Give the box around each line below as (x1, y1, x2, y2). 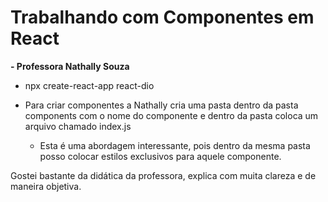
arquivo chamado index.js (24, 120, 132, 132)
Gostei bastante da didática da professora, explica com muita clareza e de (10, 169, 317, 181)
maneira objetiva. (10, 180, 82, 192)
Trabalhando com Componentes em (10, 6, 315, 29)
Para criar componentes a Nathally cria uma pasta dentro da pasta (24, 99, 299, 111)
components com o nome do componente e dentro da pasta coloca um (24, 109, 319, 121)
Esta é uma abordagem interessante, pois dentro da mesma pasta (39, 139, 311, 151)
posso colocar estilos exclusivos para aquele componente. (39, 150, 282, 162)
